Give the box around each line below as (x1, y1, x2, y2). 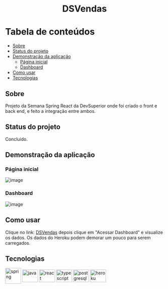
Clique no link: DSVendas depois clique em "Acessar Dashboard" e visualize (5, 229, 163, 235)
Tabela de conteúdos (5, 26, 95, 38)
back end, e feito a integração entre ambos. (5, 108, 96, 114)
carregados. (5, 240, 31, 246)
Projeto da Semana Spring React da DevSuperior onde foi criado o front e (5, 103, 157, 109)
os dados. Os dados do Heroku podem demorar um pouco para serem (5, 235, 151, 241)
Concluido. (5, 136, 28, 142)
